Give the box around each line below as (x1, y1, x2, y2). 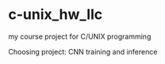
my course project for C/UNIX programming (8, 32, 152, 41)
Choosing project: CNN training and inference (8, 47, 158, 56)
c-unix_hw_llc (8, 6, 103, 24)
